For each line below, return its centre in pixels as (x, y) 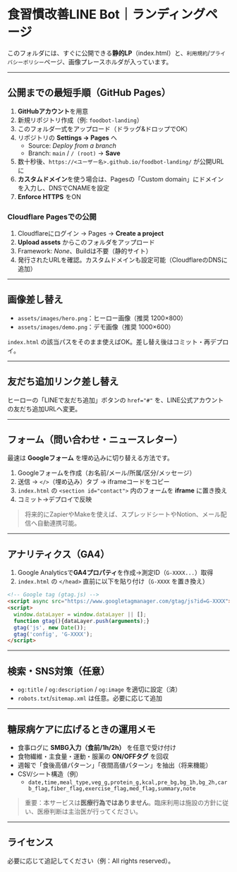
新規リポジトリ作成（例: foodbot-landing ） (80, 120)
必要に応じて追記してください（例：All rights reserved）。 (91, 861)
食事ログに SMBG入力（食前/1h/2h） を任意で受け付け (97, 747)
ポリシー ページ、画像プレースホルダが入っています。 (98, 61)
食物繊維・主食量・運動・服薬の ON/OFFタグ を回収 (93, 756)
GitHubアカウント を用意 (53, 111)
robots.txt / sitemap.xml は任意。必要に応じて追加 (90, 698)
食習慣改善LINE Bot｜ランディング (107, 14)
